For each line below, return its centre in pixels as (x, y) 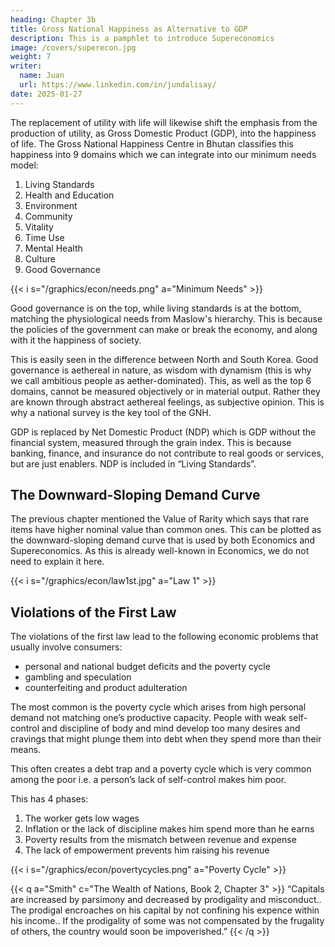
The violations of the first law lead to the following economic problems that (164, 637)
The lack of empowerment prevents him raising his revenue (147, 850)
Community (48, 216)
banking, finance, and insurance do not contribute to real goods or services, (167, 453)
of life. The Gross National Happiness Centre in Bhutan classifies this (152, 143)
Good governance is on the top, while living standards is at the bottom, (156, 308)
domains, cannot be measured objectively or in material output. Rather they (165, 391)
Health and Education (69, 195)
